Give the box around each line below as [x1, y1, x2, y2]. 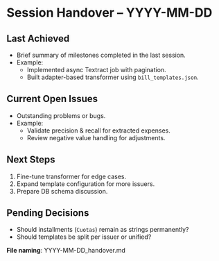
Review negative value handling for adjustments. [26, 133, 166, 142]
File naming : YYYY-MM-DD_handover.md [6, 246, 126, 255]
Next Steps [6, 154, 55, 166]
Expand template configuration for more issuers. [16, 179, 155, 188]
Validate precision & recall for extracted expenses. [26, 126, 171, 135]
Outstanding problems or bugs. [16, 111, 106, 119]
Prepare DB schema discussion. [16, 187, 108, 195]
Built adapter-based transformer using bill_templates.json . [26, 73, 199, 81]
